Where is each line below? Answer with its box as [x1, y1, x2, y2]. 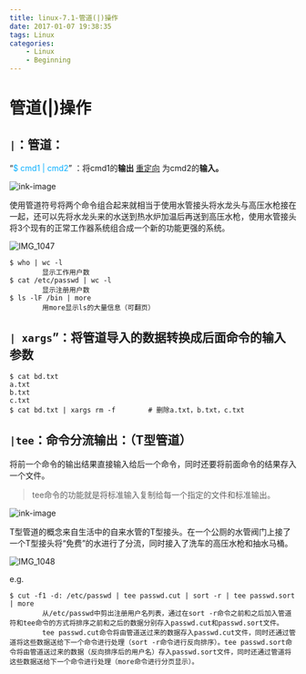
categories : [9, 38, 55, 48]
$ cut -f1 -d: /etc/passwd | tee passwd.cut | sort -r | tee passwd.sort [9, 591, 296, 600]
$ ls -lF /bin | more [9, 293, 92, 302]
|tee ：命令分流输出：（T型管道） [9, 433, 192, 448]
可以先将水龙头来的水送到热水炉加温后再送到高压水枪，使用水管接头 [40, 211, 297, 221]
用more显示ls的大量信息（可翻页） [42, 303, 155, 312]
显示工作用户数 [42, 268, 90, 277]
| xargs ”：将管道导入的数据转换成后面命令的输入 [9, 330, 287, 346]
